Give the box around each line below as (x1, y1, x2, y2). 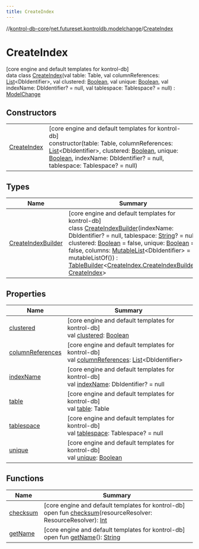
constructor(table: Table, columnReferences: (49, 139, 174, 148)
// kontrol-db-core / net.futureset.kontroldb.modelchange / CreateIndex (6, 25, 174, 32)
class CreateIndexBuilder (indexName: (68, 224, 174, 232)
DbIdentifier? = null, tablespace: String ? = (68, 232, 184, 240)
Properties (6, 289, 46, 299)
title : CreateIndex (6, 8, 54, 15)
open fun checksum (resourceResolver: (43, 508, 152, 516)
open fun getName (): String (43, 533, 121, 541)
